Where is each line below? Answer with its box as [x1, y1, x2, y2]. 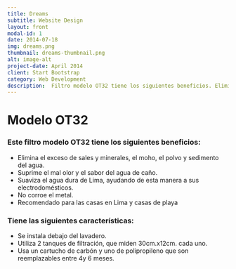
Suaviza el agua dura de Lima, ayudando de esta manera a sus [17, 176, 199, 184]
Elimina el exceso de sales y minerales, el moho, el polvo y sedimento [17, 153, 219, 162]
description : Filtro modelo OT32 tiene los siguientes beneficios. [7, 82, 212, 89]
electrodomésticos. [17, 183, 74, 192]
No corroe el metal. [17, 190, 74, 199]
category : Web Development [7, 75, 86, 83]
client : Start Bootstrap [7, 69, 80, 76]
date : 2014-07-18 [7, 37, 58, 44]
